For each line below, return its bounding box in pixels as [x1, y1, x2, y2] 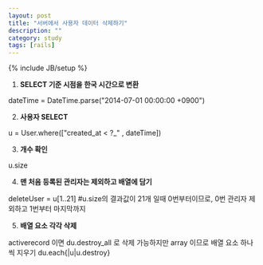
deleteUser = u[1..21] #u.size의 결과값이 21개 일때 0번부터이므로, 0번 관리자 [8, 194, 247, 204]
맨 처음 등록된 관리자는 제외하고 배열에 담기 [19, 177, 153, 187]
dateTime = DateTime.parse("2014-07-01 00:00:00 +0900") [8, 96, 206, 105]
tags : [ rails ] [8, 42, 56, 49]
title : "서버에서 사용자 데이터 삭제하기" [8, 19, 128, 27]
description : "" [8, 26, 62, 34]
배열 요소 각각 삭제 [19, 221, 77, 231]
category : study [8, 34, 62, 42]
